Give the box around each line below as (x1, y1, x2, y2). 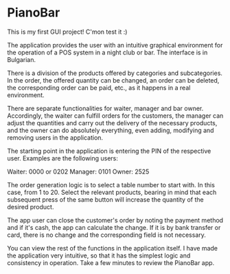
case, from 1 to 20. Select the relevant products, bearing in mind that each (7, 188, 217, 196)
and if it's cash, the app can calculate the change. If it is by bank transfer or (7, 223, 221, 231)
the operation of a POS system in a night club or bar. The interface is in (7, 48, 208, 56)
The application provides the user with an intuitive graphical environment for (7, 41, 223, 49)
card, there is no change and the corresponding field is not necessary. (7, 231, 206, 239)
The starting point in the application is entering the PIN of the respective (7, 147, 211, 155)
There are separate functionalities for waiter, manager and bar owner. (7, 104, 204, 112)
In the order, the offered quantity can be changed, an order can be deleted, (7, 76, 220, 84)
